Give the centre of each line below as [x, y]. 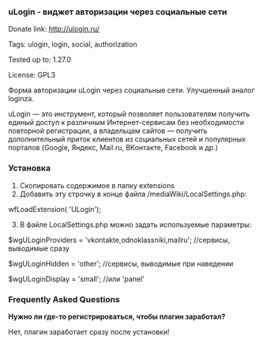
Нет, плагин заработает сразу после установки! [89, 331]
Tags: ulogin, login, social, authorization [73, 44]
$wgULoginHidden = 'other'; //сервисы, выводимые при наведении [121, 263]
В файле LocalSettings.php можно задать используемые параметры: [135, 225]
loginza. [21, 99]
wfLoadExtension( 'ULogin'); [54, 209]
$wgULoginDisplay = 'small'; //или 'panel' [76, 278]
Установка [30, 168]
